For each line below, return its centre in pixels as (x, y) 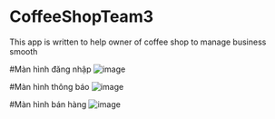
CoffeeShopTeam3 (82, 17)
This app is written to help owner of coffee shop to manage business (138, 42)
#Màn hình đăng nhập (50, 69)
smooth (24, 51)
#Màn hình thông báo (49, 86)
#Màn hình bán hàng (48, 104)
